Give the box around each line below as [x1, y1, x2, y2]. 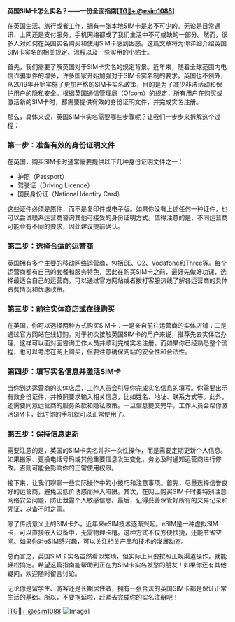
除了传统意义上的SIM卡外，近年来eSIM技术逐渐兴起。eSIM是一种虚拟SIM [7, 520, 218, 528]
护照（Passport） [17, 173, 69, 181]
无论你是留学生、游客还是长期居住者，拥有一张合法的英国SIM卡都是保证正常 [7, 584, 227, 593]
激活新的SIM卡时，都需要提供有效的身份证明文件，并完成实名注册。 [7, 98, 203, 106]
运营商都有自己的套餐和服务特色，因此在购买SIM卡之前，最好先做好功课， [7, 267, 221, 275]
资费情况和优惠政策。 [7, 284, 69, 293]
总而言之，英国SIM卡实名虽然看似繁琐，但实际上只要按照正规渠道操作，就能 [7, 552, 227, 560]
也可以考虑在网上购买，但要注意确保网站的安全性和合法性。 [19, 347, 191, 356]
